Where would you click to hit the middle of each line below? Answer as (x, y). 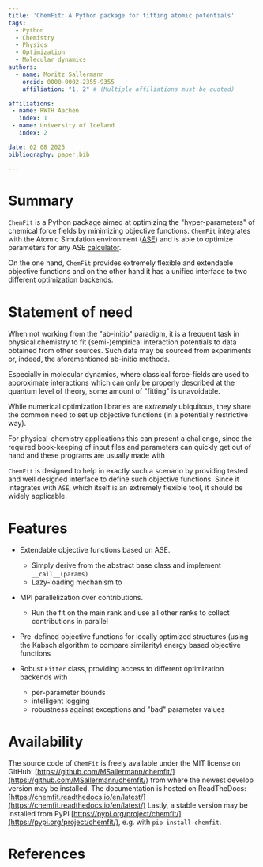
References (47, 854)
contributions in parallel (70, 622)
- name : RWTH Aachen (45, 111)
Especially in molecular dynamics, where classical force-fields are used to (129, 375)
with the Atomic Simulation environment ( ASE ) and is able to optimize (121, 239)
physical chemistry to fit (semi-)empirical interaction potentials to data (122, 342)
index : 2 (33, 133)
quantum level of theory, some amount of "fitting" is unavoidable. (115, 391)
